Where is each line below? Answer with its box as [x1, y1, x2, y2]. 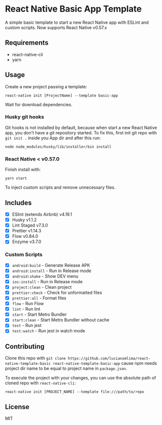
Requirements [5, 39, 49, 47]
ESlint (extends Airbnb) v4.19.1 [12, 211, 72, 217]
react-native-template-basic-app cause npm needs [52, 360, 157, 366]
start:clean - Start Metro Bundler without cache [12, 317, 110, 323]
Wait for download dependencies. [5, 101, 73, 107]
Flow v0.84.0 [12, 233, 38, 239]
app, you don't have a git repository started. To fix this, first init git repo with [5, 130, 157, 135]
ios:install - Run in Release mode [12, 278, 83, 284]
